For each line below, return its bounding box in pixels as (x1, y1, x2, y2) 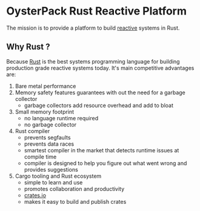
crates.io (24, 192, 47, 199)
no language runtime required (24, 114, 99, 122)
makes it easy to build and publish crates (24, 198, 127, 205)
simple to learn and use (24, 178, 83, 186)
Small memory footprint (15, 108, 75, 115)
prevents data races (24, 140, 75, 148)
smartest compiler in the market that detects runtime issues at (24, 146, 179, 154)
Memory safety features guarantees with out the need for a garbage (15, 89, 186, 96)
